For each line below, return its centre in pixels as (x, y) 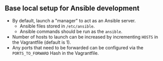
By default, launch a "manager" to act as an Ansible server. (74, 20)
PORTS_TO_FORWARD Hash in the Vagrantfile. (55, 53)
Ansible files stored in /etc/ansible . (57, 26)
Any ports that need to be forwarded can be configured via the (78, 47)
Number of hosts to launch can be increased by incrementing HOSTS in (85, 37)
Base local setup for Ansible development (72, 8)
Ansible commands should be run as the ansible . (71, 31)
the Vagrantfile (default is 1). (42, 42)
